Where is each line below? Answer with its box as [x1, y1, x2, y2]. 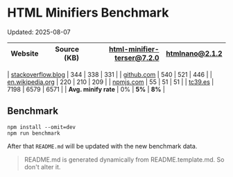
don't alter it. [24, 162, 61, 171]
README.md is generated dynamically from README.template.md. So [24, 155, 225, 164]
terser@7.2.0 [114, 53, 159, 62]
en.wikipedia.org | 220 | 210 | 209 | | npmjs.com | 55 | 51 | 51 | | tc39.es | [7, 78, 214, 86]
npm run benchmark [7, 130, 60, 137]
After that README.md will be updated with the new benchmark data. [7, 142, 198, 150]
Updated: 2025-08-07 [7, 28, 71, 36]
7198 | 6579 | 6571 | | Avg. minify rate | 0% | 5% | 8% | [7, 85, 165, 93]
